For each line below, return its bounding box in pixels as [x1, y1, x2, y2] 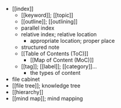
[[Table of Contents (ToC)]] [20, 50, 88, 57]
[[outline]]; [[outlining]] [20, 18, 78, 25]
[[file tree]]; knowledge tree [11, 82, 81, 89]
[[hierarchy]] [11, 89, 44, 95]
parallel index [20, 24, 55, 31]
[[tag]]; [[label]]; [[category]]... [20, 63, 98, 70]
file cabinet [11, 75, 40, 83]
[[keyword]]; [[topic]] [20, 11, 73, 19]
